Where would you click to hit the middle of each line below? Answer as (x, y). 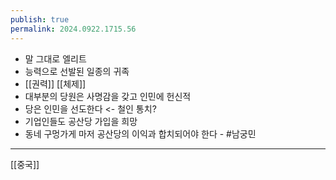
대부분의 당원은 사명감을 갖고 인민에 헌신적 (108, 96)
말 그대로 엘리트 (55, 58)
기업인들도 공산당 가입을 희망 (81, 121)
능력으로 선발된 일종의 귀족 (77, 71)
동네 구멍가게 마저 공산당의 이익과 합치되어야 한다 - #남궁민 (140, 133)
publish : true (40, 19)
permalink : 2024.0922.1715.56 (73, 29)
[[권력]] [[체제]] (55, 83)
